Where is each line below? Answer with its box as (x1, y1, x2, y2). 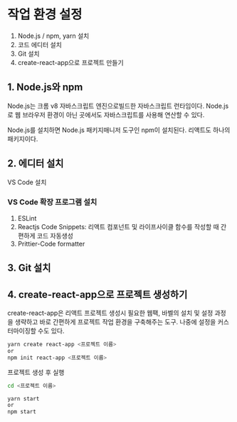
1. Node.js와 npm (7, 81, 83, 94)
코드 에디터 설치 (17, 40, 62, 49)
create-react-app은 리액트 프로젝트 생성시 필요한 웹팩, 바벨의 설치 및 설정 (7, 308, 214, 318)
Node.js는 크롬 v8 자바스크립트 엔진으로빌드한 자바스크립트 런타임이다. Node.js (7, 101, 229, 110)
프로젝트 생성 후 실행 (7, 368, 65, 376)
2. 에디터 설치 (7, 158, 64, 170)
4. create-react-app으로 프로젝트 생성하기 (7, 288, 188, 301)
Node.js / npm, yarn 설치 (17, 31, 90, 40)
